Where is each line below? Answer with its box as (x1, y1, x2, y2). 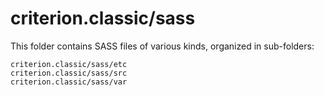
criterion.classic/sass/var (10, 77, 128, 87)
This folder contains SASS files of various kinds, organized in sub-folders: (10, 40, 315, 52)
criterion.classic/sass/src (10, 68, 128, 78)
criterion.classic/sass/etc (10, 59, 128, 69)
